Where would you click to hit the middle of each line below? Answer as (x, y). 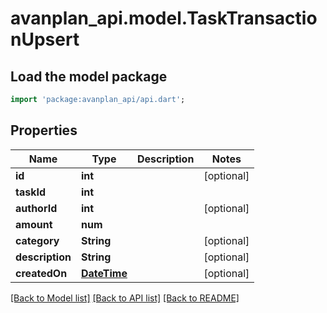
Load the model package (89, 76)
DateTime (104, 273)
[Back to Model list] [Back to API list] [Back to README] (125, 298)
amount (34, 224)
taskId (31, 192)
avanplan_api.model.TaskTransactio (164, 18)
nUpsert (45, 39)
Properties (44, 130)
